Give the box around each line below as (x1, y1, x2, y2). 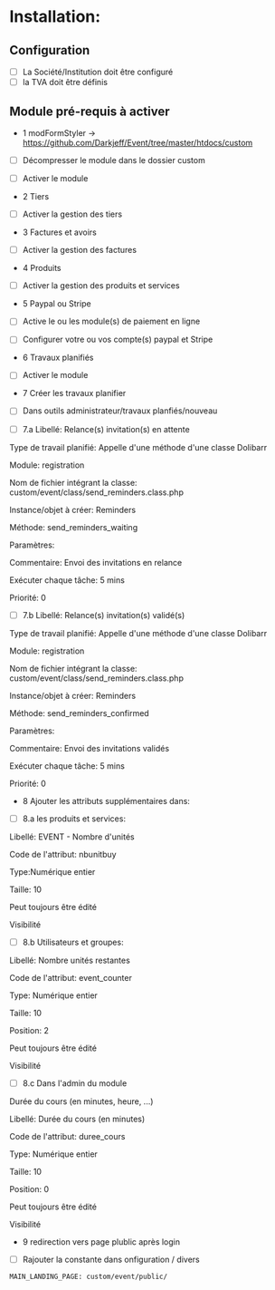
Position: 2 (9, 1024, 50, 1035)
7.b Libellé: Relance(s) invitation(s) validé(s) (22, 609, 185, 620)
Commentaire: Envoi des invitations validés (9, 742, 170, 753)
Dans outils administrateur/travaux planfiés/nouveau (22, 405, 218, 416)
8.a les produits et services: (22, 813, 127, 824)
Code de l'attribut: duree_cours (9, 1130, 126, 1141)
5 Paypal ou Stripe (22, 298, 92, 309)
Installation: (9, 6, 101, 27)
